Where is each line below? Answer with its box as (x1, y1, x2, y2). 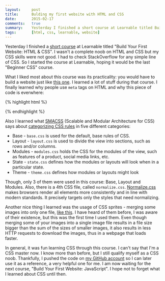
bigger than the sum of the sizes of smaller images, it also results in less (5, 225, 151, 231)
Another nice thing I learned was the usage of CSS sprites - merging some (5, 204, 156, 210)
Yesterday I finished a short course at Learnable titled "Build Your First (5, 44, 147, 49)
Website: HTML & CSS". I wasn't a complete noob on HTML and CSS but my (5, 49, 159, 55)
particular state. (12, 164, 45, 170)
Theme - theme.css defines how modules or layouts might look (12, 169, 139, 175)
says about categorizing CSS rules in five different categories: (5, 123, 131, 129)
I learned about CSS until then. (5, 271, 67, 277)
